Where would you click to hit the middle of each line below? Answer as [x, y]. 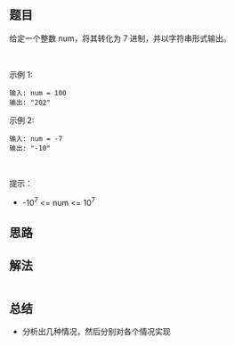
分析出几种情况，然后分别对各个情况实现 [96, 332]
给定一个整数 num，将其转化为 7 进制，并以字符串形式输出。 [120, 38]
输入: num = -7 [36, 139]
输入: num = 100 [38, 93]
